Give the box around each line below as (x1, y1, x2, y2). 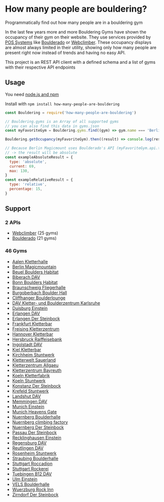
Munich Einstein (12, 404, 45, 409)
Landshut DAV (12, 393, 41, 399)
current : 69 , (9, 164, 36, 169)
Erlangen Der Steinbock (12, 315, 60, 321)
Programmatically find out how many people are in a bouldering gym (5, 19, 143, 25)
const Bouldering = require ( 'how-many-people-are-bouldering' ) (5, 110, 137, 115)
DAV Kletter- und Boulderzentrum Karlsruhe (12, 300, 101, 306)
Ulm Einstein (12, 476, 38, 482)
